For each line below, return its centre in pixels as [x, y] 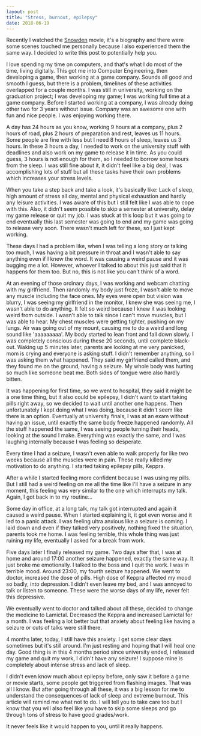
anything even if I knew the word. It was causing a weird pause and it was [97, 259]
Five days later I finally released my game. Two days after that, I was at [94, 552]
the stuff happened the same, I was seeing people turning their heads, [93, 429]
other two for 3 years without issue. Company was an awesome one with [96, 109]
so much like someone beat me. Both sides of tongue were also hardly [93, 373]
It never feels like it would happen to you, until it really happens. [85, 726]
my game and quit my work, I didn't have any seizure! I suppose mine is [94, 658]
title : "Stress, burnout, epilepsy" [52, 17]
